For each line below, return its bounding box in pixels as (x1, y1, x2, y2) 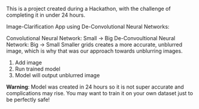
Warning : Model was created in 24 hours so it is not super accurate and (6, 83, 184, 90)
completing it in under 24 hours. (6, 11, 86, 19)
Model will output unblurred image (14, 72, 100, 78)
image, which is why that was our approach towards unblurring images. (6, 47, 183, 54)
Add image (14, 59, 42, 66)
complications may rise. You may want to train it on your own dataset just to (6, 90, 194, 96)
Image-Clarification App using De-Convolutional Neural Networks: (6, 23, 170, 30)
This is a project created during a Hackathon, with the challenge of (6, 5, 171, 12)
